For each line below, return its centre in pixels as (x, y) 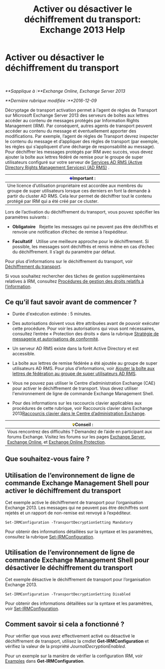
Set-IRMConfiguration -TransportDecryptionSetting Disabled (68, 594)
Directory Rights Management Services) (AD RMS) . (57, 167)
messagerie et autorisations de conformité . (56, 339)
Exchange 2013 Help (82, 30)
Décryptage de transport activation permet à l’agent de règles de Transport (81, 110)
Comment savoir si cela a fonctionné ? (65, 624)
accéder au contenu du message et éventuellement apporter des (71, 131)
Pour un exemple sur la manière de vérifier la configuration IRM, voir (74, 656)
